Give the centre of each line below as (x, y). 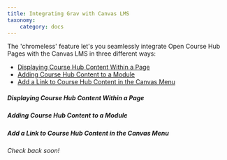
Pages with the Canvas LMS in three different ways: (81, 54)
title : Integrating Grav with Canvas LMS (68, 14)
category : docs (42, 26)
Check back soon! (34, 151)
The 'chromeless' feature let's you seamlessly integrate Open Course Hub (114, 47)
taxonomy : (22, 20)
